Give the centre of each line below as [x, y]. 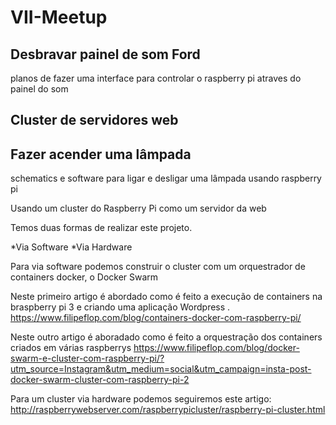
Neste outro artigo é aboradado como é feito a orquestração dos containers [166, 337]
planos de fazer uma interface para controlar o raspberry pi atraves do [156, 78]
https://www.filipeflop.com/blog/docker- [216, 348]
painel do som [39, 89]
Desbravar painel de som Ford [105, 54]
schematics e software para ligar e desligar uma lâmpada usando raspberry [166, 178]
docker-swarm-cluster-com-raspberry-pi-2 [100, 380]
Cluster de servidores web [94, 120]
